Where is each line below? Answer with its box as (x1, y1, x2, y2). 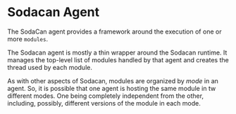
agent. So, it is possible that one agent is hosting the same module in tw (7, 84, 216, 92)
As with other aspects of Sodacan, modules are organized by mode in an (7, 76, 218, 85)
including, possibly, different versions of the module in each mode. (7, 99, 201, 107)
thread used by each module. (7, 63, 93, 71)
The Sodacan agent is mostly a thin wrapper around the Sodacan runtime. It (7, 48, 228, 57)
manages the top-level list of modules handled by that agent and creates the (7, 55, 229, 64)
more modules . (7, 34, 48, 43)
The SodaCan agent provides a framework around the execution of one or (7, 27, 222, 36)
